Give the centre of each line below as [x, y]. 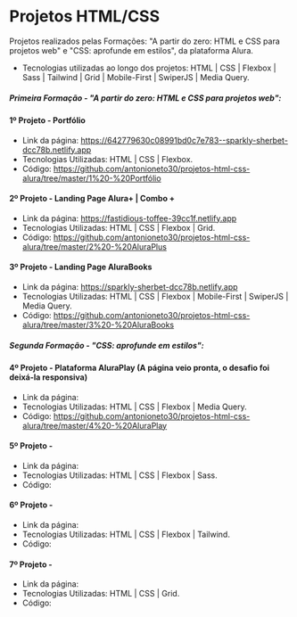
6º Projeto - [31, 505]
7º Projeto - [31, 564]
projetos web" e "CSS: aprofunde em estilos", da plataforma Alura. [132, 50]
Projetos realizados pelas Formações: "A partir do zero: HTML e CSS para [145, 41]
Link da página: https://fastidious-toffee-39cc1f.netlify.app [129, 218]
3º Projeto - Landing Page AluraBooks [81, 267]
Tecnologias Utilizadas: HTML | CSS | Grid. [101, 594]
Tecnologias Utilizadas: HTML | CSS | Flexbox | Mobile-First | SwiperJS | [155, 296]
